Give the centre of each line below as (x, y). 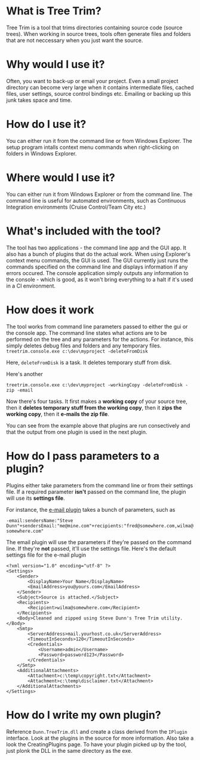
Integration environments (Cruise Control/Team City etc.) (76, 207)
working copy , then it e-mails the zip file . (58, 414)
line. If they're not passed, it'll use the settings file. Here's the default (91, 548)
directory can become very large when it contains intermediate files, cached (100, 87)
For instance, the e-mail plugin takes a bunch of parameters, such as (91, 509)
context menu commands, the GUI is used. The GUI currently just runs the (97, 260)
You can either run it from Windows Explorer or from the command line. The (99, 194)
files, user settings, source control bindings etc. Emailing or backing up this (99, 93)
